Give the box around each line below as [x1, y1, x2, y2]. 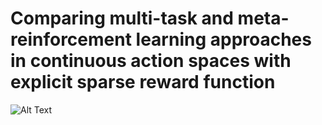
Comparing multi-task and [10, 7, 234, 30]
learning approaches [135, 28, 312, 51]
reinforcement [10, 28, 132, 51]
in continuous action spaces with [10, 50, 292, 72]
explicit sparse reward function [10, 71, 276, 94]
